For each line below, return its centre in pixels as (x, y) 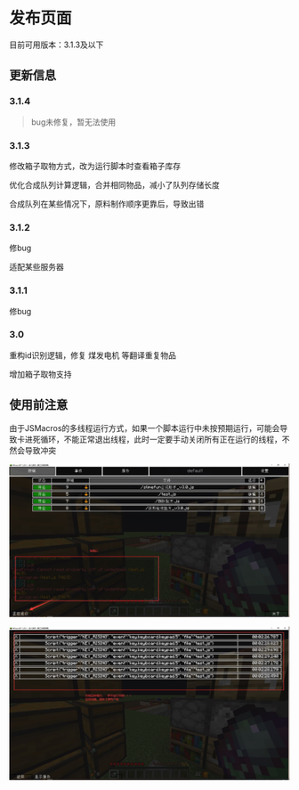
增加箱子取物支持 (40, 374)
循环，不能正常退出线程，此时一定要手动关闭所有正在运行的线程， (161, 439)
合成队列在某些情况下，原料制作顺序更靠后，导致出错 (107, 204)
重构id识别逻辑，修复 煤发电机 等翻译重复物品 (93, 355)
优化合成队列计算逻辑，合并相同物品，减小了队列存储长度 (114, 184)
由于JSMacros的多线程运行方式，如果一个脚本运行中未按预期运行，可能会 (145, 428)
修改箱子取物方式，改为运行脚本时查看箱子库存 (95, 166)
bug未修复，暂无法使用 (73, 122)
